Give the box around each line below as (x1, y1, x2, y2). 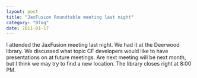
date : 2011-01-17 (6, 25, 49, 31)
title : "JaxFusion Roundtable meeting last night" (6, 14, 134, 20)
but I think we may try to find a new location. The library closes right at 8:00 (6, 60, 192, 67)
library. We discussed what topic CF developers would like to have (6, 48, 169, 55)
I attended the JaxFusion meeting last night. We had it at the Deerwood (6, 41, 180, 48)
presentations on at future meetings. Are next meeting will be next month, (6, 54, 186, 61)
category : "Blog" (6, 19, 49, 25)
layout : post (6, 8, 39, 15)
